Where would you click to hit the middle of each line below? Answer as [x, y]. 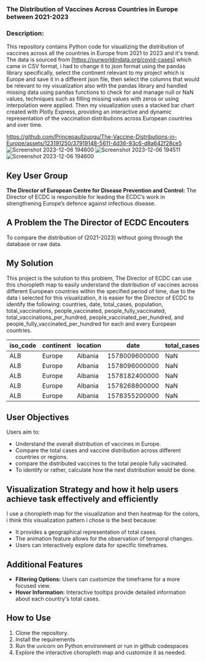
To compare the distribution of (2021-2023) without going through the [94, 237]
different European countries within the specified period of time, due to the [101, 291]
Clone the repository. [42, 633]
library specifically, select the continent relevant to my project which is [96, 73]
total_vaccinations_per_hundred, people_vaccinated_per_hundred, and [95, 317]
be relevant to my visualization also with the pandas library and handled [97, 86]
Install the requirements [45, 639]
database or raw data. [34, 244]
